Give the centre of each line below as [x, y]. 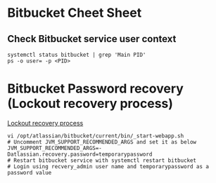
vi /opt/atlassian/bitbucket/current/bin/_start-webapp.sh [96, 136]
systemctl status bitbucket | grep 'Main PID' [77, 55]
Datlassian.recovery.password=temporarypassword [80, 154]
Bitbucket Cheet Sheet [75, 13]
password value [30, 172]
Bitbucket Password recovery [96, 89]
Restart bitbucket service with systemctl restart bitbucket [105, 160]
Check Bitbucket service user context [92, 39]
